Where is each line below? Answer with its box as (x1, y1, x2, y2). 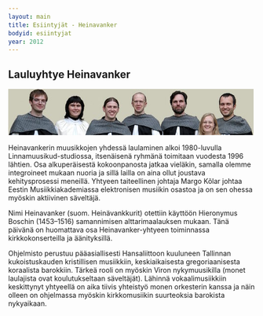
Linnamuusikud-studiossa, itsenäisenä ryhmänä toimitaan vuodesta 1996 (8, 152, 244, 161)
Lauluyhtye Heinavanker (8, 68, 131, 81)
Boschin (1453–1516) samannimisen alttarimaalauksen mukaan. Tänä (8, 217, 229, 226)
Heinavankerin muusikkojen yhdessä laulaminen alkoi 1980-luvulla (8, 143, 222, 152)
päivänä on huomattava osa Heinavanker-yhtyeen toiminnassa (8, 225, 210, 235)
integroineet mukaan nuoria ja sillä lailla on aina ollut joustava (8, 168, 206, 178)
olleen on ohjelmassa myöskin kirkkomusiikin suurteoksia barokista (8, 291, 225, 300)
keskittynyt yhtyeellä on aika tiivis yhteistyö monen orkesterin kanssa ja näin (8, 282, 255, 292)
